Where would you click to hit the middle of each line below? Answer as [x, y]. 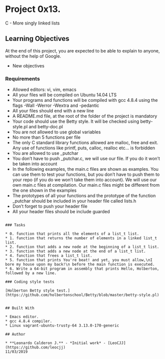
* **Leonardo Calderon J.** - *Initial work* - [56, 343]
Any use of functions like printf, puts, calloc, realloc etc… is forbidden [84, 148]
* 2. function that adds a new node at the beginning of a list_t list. [82, 247]
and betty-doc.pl [46, 127]
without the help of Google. [33, 56]
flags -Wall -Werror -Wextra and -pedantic [56, 105]
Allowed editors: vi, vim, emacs [44, 90]
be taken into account [35, 164]
